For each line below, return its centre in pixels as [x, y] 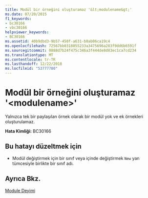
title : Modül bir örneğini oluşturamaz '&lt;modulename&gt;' [69, 10]
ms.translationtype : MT [29, 55]
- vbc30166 [16, 28]
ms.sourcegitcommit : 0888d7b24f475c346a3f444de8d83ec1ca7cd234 [71, 50]
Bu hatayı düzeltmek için [43, 147]
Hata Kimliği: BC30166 [28, 131]
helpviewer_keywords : [27, 32]
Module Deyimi [20, 190]
